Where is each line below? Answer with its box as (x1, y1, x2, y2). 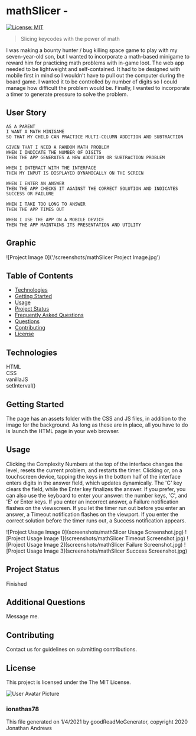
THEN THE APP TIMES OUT (6, 206, 65, 212)
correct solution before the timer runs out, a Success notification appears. (6, 517, 187, 524)
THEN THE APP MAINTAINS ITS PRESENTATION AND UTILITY (6, 222, 142, 228)
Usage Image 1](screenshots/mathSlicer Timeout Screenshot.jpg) (26, 534, 186, 542)
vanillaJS (6, 376, 28, 383)
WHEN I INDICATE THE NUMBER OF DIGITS (6, 149, 102, 155)
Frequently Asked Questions (14, 312, 84, 319)
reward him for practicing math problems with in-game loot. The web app (6, 59, 185, 66)
